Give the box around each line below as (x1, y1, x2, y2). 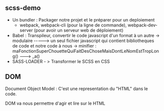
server (19, 27, 33, 33)
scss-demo (5, 4, 41, 12)
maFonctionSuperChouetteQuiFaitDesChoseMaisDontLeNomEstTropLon (12, 48, 159, 54)
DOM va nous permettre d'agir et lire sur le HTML (5, 100, 105, 106)
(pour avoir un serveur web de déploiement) (33, 27, 124, 33)
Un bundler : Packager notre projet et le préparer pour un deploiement (12, 17, 155, 22)
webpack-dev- (128, 22, 158, 28)
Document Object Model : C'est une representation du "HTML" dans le (5, 86, 148, 91)
